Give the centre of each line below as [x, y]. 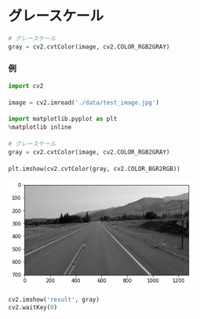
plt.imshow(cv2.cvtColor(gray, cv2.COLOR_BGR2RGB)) [94, 169]
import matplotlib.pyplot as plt [63, 119]
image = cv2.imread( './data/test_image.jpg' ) [84, 103]
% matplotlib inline [40, 127]
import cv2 [26, 86]
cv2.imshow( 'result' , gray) [54, 299]
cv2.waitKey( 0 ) [33, 308]
